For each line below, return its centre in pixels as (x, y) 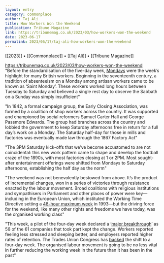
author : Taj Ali (22, 19)
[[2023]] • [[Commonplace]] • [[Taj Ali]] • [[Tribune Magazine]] (69, 56)
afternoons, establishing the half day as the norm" (56, 168)
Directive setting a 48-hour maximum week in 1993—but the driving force (80, 204)
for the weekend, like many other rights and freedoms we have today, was (80, 209)
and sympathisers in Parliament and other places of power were (70, 193)
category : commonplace (28, 14)
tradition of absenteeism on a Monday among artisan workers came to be (80, 81)
